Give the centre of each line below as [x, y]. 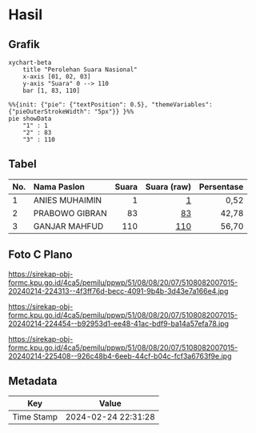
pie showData [30, 118]
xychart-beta [30, 62]
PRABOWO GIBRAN [70, 213]
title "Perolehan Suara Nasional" [80, 70]
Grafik [24, 44]
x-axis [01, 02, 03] [57, 77]
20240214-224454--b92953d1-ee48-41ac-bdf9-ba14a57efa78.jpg [119, 323]
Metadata [33, 381]
